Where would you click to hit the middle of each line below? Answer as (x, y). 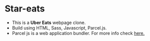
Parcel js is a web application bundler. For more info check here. (78, 33)
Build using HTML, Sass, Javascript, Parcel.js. (59, 27)
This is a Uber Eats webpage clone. (49, 22)
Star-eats (25, 9)
